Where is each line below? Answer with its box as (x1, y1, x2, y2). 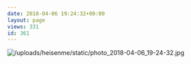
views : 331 (7, 23, 39, 30)
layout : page (7, 17, 46, 24)
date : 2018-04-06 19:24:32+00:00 (7, 10, 105, 17)
